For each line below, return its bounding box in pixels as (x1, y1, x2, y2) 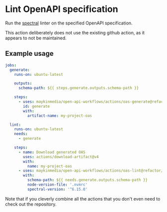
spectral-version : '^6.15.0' (27, 187, 88, 192)
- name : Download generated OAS (18, 150, 85, 155)
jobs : (5, 62, 16, 68)
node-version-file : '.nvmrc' (27, 182, 88, 187)
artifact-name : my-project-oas (27, 113, 92, 118)
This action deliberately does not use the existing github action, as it (5, 29, 145, 35)
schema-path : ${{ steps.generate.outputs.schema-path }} (18, 86, 139, 91)
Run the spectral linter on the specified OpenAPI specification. (5, 20, 133, 26)
